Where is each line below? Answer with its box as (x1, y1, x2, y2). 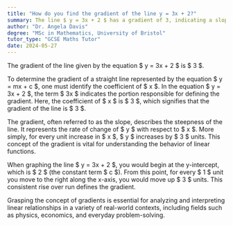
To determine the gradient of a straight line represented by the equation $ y (7, 75, 223, 83)
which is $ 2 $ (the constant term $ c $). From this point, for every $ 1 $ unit (7, 168, 224, 176)
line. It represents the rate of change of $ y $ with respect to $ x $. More (7, 125, 214, 133)
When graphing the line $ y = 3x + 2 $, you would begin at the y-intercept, (7, 161, 220, 168)
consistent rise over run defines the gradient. (7, 183, 137, 191)
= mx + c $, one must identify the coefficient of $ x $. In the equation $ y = (7, 82, 221, 90)
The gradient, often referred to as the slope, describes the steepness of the (7, 118, 223, 125)
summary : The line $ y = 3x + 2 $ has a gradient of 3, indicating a (7, 17, 213, 24)
